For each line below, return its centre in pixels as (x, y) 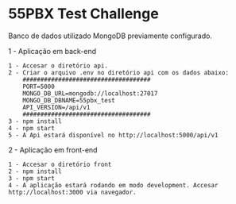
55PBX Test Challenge (83, 14)
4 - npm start (32, 128)
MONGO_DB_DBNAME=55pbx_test (69, 100)
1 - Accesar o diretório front (60, 164)
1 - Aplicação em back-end (52, 51)
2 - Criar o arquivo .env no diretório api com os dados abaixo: (118, 72)
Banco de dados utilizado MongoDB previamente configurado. (110, 36)
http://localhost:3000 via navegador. (72, 192)
